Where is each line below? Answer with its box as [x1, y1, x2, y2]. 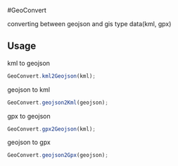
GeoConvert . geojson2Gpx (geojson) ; [7, 152, 109, 159]
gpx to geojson [7, 112, 51, 120]
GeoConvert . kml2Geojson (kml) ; [7, 72, 96, 80]
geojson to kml [7, 85, 51, 94]
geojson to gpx [7, 138, 51, 147]
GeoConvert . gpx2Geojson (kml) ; [7, 125, 96, 133]
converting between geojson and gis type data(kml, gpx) [7, 20, 172, 28]
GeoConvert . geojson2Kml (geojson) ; [7, 99, 109, 106]
